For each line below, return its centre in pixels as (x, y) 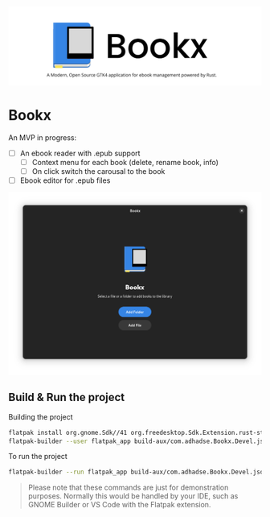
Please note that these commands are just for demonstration (128, 488)
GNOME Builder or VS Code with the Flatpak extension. (119, 505)
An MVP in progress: (43, 137)
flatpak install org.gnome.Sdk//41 (68, 432)
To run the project (38, 457)
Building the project (41, 416)
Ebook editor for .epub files (65, 180)
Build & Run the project (67, 397)
